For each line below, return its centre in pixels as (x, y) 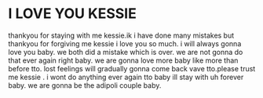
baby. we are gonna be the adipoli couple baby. (85, 85)
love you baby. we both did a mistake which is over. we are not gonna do (126, 52)
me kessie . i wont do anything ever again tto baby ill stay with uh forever (126, 77)
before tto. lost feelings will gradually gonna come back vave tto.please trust (132, 68)
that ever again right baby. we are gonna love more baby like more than (123, 60)
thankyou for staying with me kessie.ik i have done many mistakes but (121, 35)
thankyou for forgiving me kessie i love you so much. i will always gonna (125, 43)
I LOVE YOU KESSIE (73, 14)
